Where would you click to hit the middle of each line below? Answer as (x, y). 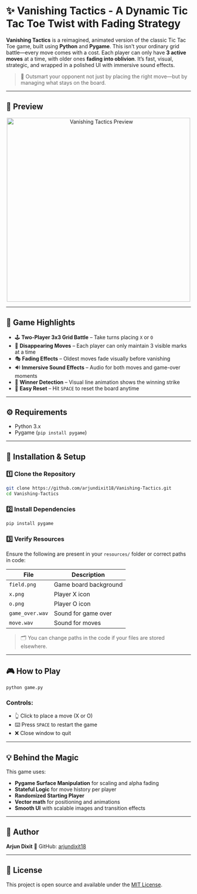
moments (26, 375)
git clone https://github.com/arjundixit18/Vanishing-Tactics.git (89, 488)
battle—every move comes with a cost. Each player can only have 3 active (96, 52)
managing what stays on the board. (63, 82)
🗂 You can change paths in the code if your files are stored (93, 638)
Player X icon (72, 594)
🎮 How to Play (33, 671)
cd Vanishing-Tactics (33, 493)
